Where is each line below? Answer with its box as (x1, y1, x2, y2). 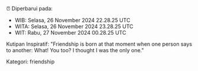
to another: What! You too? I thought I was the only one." (6, 47, 144, 53)
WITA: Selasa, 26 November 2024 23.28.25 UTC (14, 23, 133, 30)
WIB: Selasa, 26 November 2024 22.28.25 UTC (14, 17, 130, 23)
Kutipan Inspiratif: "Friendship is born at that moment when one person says (6, 40, 193, 48)
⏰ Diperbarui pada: (6, 5, 53, 12)
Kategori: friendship (6, 58, 55, 65)
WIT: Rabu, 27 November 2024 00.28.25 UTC (14, 29, 126, 36)
